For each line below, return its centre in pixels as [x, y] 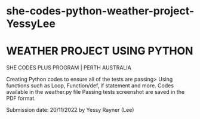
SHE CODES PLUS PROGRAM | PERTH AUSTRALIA [69, 68]
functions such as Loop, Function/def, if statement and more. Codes [90, 86]
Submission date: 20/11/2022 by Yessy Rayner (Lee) [70, 110]
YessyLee [31, 24]
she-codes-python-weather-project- [100, 11]
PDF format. [21, 98]
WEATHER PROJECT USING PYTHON [100, 51]
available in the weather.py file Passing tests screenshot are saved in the [96, 92]
